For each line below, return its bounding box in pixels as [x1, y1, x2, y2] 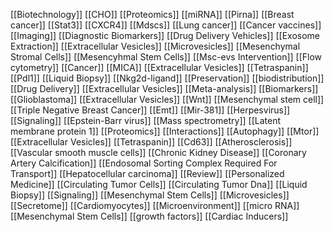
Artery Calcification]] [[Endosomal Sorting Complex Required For [10, 157, 278, 169]
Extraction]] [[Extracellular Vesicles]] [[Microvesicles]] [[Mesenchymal [10, 40, 301, 52]
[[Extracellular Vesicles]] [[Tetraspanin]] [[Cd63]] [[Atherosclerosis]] [10, 136, 293, 148]
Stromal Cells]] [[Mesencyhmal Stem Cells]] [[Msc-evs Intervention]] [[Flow [10, 51, 323, 63]
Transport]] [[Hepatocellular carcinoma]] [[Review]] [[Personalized [10, 168, 285, 179]
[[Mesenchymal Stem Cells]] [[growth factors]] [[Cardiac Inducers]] [10, 210, 289, 222]
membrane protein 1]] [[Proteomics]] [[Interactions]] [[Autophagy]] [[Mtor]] [10, 125, 320, 137]
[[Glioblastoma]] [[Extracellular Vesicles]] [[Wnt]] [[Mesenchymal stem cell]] [10, 94, 325, 105]
